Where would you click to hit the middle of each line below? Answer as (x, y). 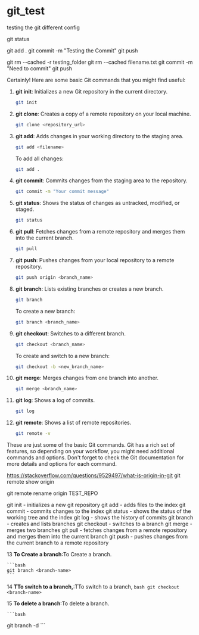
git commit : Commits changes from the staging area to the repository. (101, 180)
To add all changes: (40, 158)
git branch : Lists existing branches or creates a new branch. (89, 289)
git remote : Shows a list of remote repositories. (73, 423)
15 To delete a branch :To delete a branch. (58, 603)
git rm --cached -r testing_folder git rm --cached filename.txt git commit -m (100, 62)
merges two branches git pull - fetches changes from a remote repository (97, 530)
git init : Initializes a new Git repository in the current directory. (91, 91)
